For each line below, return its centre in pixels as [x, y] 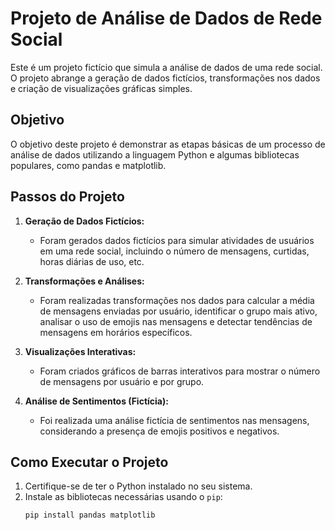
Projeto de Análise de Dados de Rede [166, 18]
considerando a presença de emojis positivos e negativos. [159, 431]
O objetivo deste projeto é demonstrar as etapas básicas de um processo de [168, 144]
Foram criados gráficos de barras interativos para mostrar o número [180, 371]
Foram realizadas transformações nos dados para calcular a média [177, 300]
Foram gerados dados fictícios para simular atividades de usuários [177, 240]
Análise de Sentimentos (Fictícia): [96, 401]
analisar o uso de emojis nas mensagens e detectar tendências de [176, 321]
